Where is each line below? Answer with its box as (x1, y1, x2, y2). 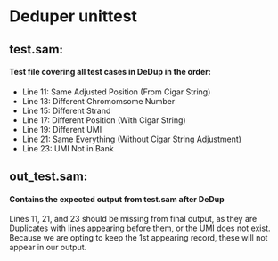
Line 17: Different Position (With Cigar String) (21, 114, 186, 126)
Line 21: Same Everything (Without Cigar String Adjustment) (21, 134, 242, 144)
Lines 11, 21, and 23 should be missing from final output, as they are (9, 214, 258, 224)
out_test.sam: (9, 169, 88, 184)
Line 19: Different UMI (21, 124, 102, 135)
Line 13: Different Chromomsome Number (21, 95, 176, 106)
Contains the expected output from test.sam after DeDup (9, 193, 225, 204)
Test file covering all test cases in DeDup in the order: (9, 67, 211, 77)
